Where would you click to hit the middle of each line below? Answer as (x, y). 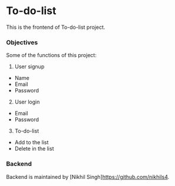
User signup (29, 67)
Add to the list (32, 142)
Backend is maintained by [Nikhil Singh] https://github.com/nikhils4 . (88, 177)
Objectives (22, 42)
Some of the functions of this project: (52, 55)
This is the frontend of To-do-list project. (56, 27)
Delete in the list (34, 149)
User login (27, 102)
